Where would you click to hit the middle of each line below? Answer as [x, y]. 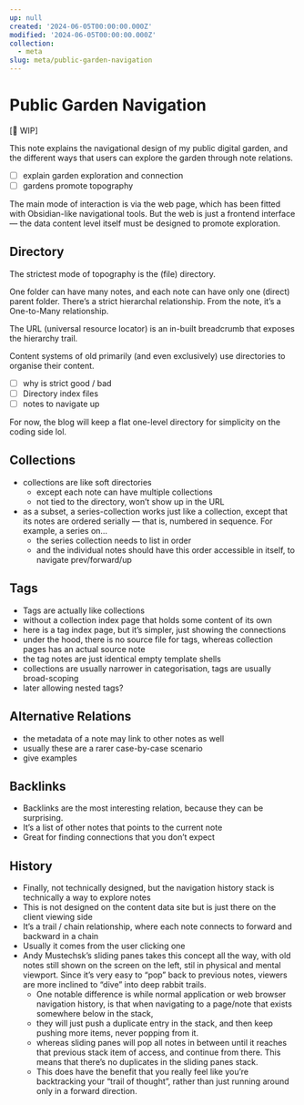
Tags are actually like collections [84, 610]
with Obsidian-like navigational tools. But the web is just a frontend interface [152, 214]
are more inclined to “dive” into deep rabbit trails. [114, 985]
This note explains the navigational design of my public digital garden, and [149, 148]
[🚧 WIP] [24, 130]
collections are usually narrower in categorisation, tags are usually [147, 668]
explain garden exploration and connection [103, 175]
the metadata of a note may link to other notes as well [123, 738]
